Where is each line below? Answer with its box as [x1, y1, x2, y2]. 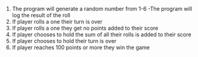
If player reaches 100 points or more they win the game [12, 44, 150, 51]
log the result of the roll [12, 12, 71, 19]
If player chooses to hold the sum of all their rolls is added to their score [12, 31, 192, 38]
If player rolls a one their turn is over [12, 18, 103, 25]
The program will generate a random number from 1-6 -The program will [12, 5, 193, 12]
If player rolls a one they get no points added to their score [12, 24, 159, 32]
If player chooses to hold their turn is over [12, 38, 117, 44]
